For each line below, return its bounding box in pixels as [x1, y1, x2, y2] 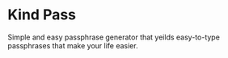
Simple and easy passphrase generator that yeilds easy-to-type [7, 32, 220, 42]
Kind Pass [7, 6, 77, 24]
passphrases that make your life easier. [7, 40, 138, 50]
